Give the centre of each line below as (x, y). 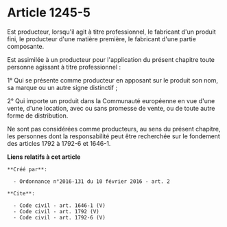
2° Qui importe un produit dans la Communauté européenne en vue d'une (111, 100)
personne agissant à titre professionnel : (64, 67)
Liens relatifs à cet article (44, 157)
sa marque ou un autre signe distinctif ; (62, 87)
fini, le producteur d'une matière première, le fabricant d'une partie (102, 39)
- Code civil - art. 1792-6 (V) (60, 217)
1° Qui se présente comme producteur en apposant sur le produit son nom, (112, 80)
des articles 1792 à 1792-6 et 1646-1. (59, 143)
